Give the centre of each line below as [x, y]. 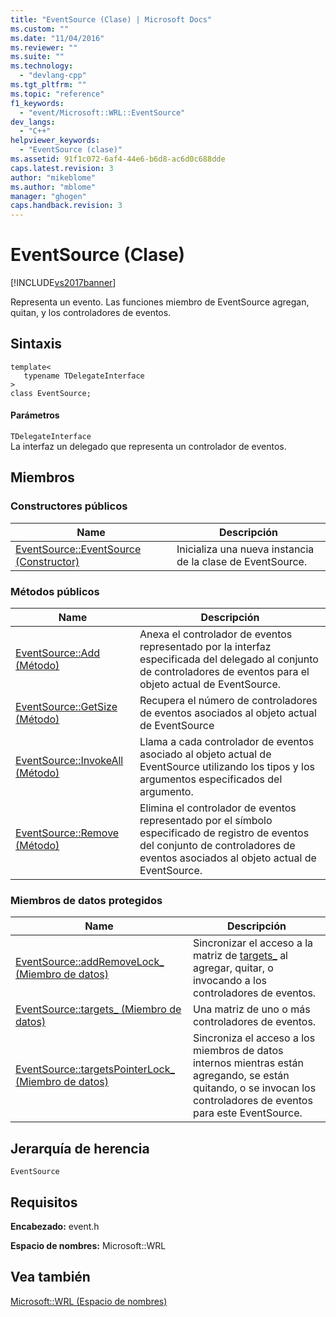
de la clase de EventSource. [242, 561]
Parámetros [35, 415]
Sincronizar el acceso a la [253, 943]
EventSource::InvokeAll [69, 761]
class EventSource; [51, 393]
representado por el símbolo [206, 821]
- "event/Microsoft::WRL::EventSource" [102, 112]
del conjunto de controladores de [217, 846]
